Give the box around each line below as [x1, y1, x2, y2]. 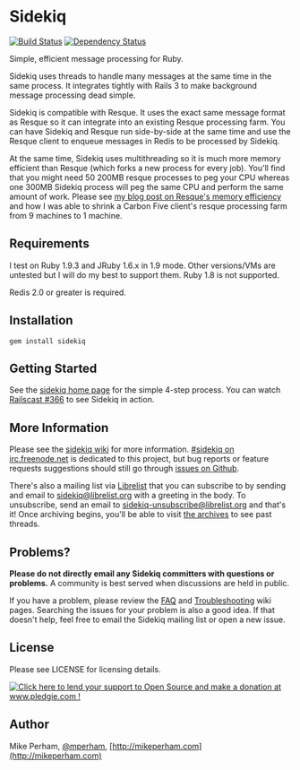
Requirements [9, 236, 90, 252]
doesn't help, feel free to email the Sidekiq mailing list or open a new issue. [9, 614, 286, 625]
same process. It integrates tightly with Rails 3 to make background [9, 80, 258, 91]
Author [9, 717, 49, 732]
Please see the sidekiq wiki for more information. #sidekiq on [9, 444, 235, 454]
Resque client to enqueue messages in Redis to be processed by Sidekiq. [9, 135, 280, 146]
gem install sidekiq [9, 336, 87, 346]
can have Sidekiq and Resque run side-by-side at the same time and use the [9, 125, 291, 136]
